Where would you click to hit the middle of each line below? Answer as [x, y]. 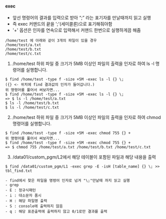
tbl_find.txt [19, 171]
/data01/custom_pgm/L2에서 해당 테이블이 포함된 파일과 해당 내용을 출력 [84, 157]
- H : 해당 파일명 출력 [26, 201]
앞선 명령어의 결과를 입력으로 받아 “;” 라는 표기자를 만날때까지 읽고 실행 [82, 18]
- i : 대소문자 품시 [23, 196]
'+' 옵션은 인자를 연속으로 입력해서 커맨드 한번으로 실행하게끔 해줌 [76, 30]
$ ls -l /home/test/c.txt [32, 107]
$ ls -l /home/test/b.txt [32, 103]
